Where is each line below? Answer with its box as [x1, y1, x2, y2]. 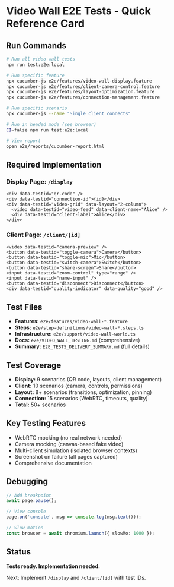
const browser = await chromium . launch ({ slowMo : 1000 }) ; [6, 530, 155, 536]
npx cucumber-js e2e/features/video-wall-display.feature [6, 78, 152, 84]
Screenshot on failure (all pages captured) [14, 453, 118, 460]
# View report [6, 138, 41, 144]
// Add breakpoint [6, 492, 51, 498]
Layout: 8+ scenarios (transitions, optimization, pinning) [14, 388, 152, 396]
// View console [6, 509, 46, 515]
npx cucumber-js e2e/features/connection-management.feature [6, 94, 160, 100]
